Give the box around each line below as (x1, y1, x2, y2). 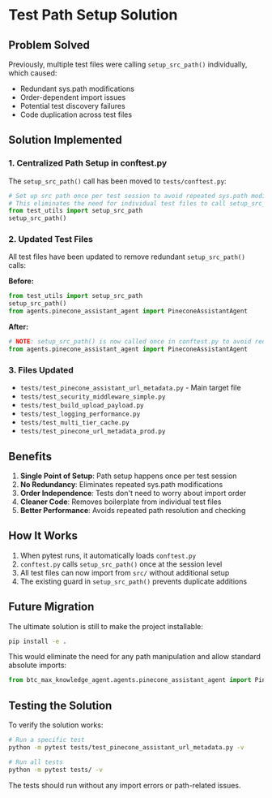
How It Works (8, 529, 79, 543)
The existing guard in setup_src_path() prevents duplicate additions (19, 576, 248, 586)
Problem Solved (8, 38, 91, 52)
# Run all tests (8, 757, 63, 766)
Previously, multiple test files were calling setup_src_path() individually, (8, 59, 248, 69)
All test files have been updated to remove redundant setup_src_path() (8, 252, 245, 261)
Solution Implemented (8, 133, 123, 147)
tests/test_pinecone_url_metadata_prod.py (19, 428, 166, 436)
